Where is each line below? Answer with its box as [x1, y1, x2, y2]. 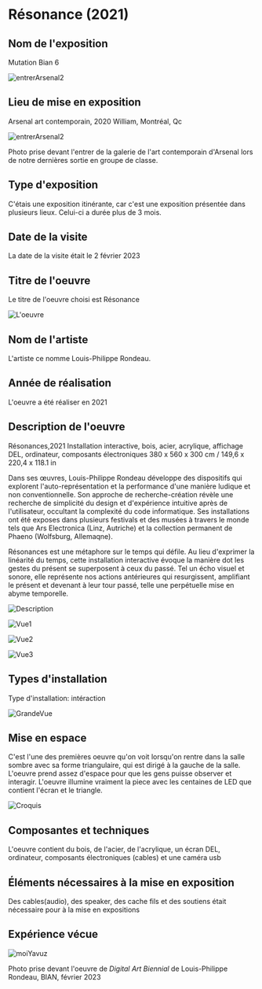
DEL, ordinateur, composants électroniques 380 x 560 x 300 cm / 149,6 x [8, 449, 245, 459]
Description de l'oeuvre [8, 420, 126, 434]
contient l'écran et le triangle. [8, 785, 104, 795]
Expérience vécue [8, 928, 99, 941]
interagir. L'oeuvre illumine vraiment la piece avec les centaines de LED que [8, 777, 253, 787]
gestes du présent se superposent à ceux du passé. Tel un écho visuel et [8, 563, 245, 573]
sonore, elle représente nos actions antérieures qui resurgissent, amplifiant [8, 572, 250, 581]
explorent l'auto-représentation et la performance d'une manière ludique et [8, 482, 251, 491]
